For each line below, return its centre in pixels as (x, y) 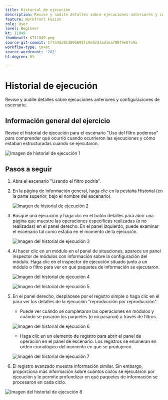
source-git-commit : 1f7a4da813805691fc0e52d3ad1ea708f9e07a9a (71, 43)
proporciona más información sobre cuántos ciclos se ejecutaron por (83, 371)
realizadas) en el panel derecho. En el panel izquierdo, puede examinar (85, 226)
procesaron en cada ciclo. (39, 382)
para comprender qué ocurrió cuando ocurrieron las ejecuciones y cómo (80, 138)
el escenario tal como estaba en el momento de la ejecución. (75, 231)
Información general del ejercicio (58, 121)
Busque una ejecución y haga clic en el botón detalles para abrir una (83, 215)
